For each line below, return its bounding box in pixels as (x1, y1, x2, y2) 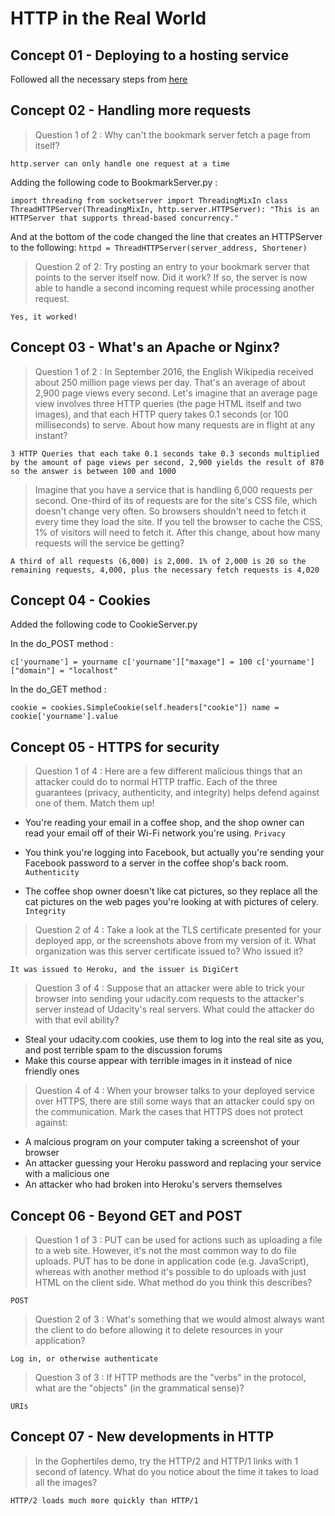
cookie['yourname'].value (10, 712, 118, 722)
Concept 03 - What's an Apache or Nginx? (10, 339, 281, 356)
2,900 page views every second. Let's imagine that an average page (34, 387, 318, 399)
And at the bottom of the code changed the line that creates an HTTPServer (10, 230, 323, 242)
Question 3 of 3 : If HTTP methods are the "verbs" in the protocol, (34, 1372, 307, 1384)
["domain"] (10, 666, 56, 676)
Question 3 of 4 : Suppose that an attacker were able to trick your (34, 982, 305, 994)
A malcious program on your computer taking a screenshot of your (24, 1136, 300, 1148)
